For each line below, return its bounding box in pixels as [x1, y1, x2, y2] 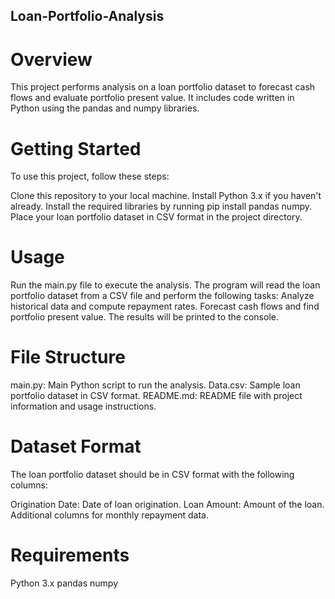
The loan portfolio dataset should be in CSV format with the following [10, 469, 295, 481]
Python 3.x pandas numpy [10, 577, 119, 589]
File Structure [10, 346, 126, 369]
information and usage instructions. [10, 400, 157, 413]
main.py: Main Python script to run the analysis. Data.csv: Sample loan [10, 379, 301, 391]
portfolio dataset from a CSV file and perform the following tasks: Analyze [10, 290, 315, 302]
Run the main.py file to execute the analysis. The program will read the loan [10, 279, 321, 291]
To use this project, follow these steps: [10, 170, 170, 183]
